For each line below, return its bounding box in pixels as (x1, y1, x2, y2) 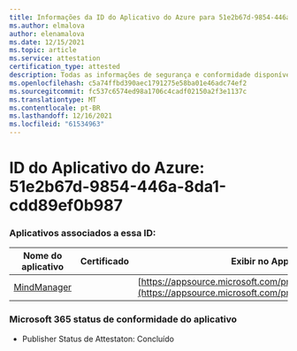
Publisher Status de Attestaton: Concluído (21, 333, 175, 344)
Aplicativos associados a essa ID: (9, 227, 156, 240)
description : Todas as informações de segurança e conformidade (9, 71, 251, 80)
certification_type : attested (9, 63, 121, 72)
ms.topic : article (9, 46, 77, 55)
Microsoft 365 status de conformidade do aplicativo (9, 313, 237, 325)
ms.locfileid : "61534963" (9, 120, 104, 129)
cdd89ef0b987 (9, 195, 124, 216)
